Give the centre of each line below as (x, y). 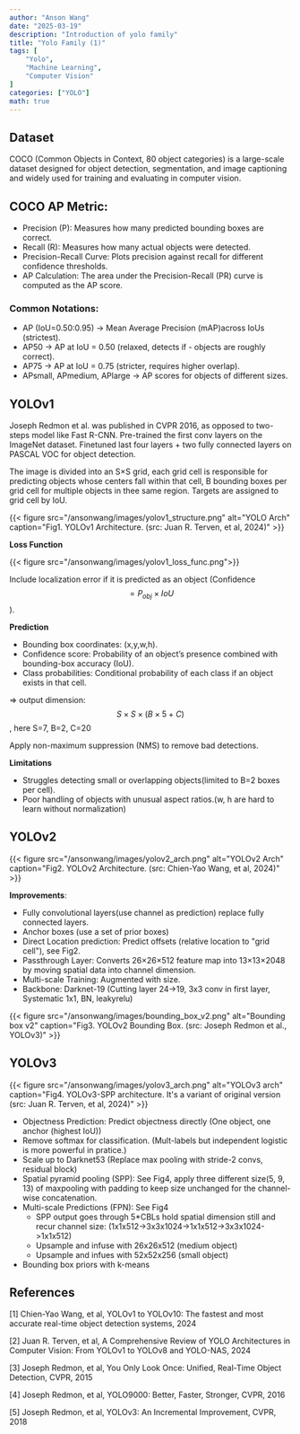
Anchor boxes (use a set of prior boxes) (95, 931)
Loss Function (36, 545)
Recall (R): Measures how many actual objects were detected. (136, 247)
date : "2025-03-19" (46, 26)
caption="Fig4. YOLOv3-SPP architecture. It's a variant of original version (145, 1094)
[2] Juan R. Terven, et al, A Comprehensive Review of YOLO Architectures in (150, 1341)
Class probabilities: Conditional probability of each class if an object (147, 673)
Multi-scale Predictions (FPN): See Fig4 (95, 1207)
